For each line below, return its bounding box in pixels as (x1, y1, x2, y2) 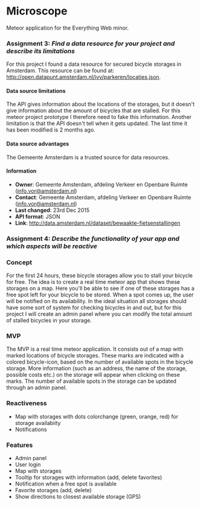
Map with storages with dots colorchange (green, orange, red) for (14, 412, 179, 420)
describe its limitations (6, 46, 75, 55)
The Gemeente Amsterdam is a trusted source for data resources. (6, 153, 170, 161)
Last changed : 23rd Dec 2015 (14, 207, 90, 214)
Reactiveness (6, 399, 47, 408)
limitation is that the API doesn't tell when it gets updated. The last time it (6, 120, 188, 127)
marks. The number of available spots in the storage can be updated (6, 377, 177, 385)
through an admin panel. (6, 384, 68, 391)
